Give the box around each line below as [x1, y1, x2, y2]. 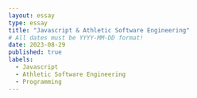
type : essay [8, 19, 48, 27]
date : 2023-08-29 [8, 41, 66, 49]
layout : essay [8, 11, 56, 20]
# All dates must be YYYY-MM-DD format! [8, 33, 145, 42]
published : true [8, 48, 62, 56]
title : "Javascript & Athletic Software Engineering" [8, 26, 191, 34]
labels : [8, 56, 34, 64]
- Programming [15, 77, 62, 85]
